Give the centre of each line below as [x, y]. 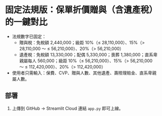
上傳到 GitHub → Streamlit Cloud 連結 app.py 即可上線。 [67, 108]
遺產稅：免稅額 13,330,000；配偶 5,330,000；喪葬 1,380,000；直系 [86, 54]
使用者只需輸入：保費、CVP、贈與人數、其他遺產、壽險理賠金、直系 [80, 73]
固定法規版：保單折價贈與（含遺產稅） [81, 10]
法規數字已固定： [29, 36]
